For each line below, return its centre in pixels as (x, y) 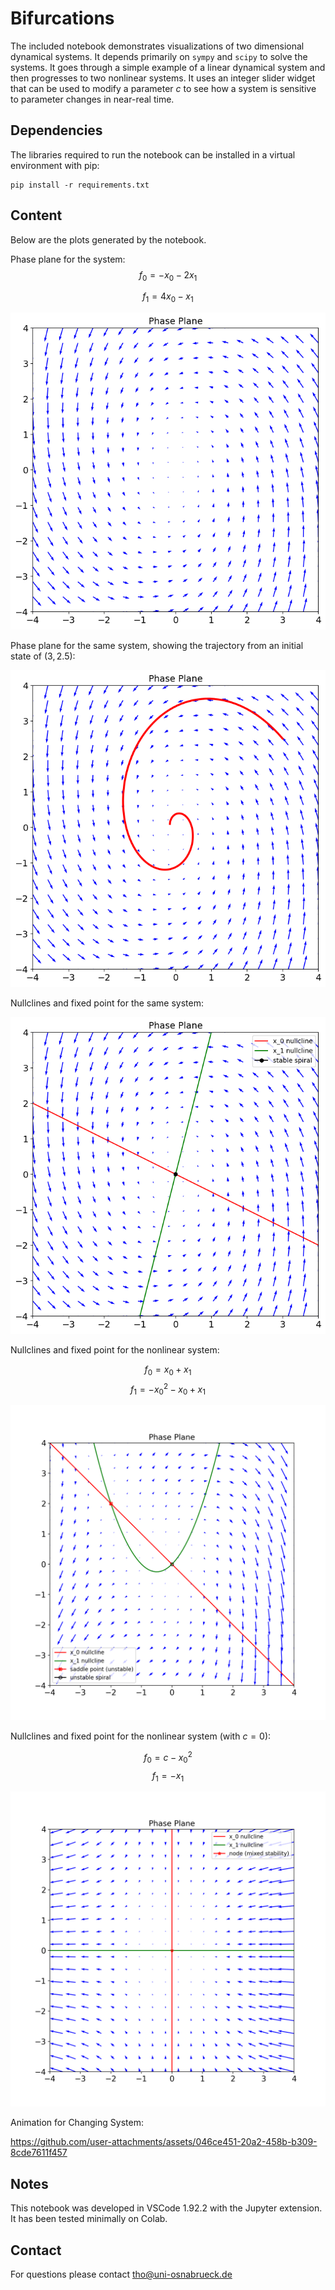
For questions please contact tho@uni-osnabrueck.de (121, 2274)
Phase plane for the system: (68, 259)
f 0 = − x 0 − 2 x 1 (168, 275)
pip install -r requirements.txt (80, 185)
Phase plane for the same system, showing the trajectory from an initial (157, 646)
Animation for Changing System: (77, 2123)
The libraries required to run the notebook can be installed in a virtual (153, 154)
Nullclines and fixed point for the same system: (107, 1003)
